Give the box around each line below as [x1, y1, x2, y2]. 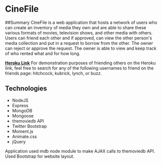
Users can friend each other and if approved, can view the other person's [5, 35, 152, 41]
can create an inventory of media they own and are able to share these [5, 24, 146, 30]
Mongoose [12, 113, 34, 119]
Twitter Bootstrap [12, 123, 47, 129]
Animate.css [12, 133, 37, 139]
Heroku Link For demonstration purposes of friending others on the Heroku [5, 60, 156, 66]
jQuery [12, 139, 26, 145]
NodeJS [12, 97, 29, 103]
